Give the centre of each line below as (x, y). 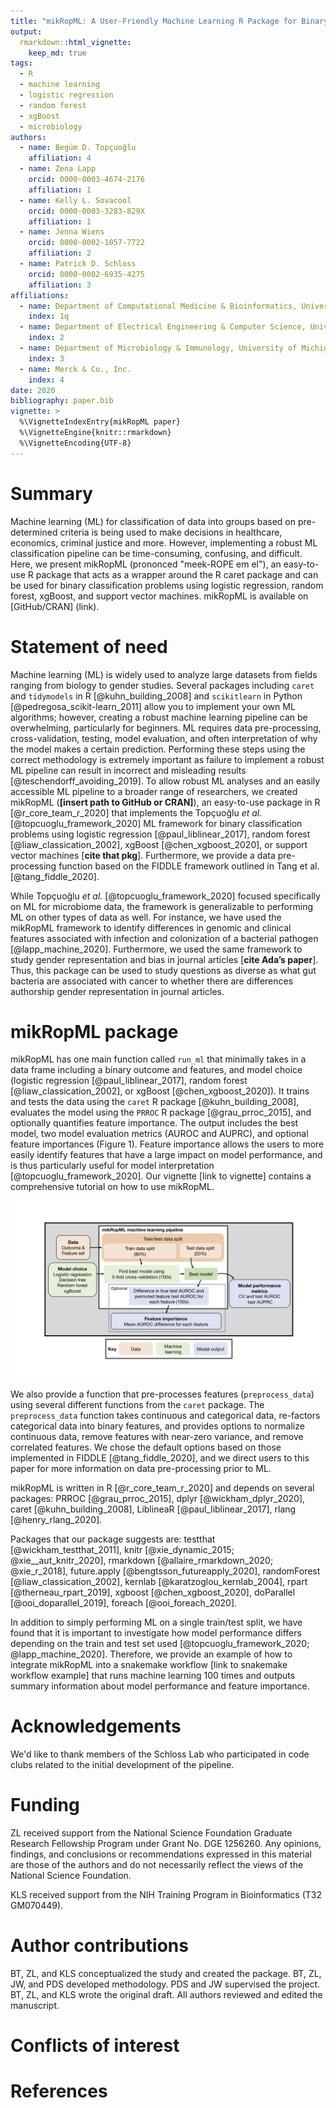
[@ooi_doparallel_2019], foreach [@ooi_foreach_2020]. (124, 1602)
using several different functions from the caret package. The (137, 1404)
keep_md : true (57, 53)
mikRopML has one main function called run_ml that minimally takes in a (158, 1059)
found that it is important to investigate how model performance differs (156, 1632)
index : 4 (46, 380)
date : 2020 (33, 390)
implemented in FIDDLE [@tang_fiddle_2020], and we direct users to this (160, 1457)
